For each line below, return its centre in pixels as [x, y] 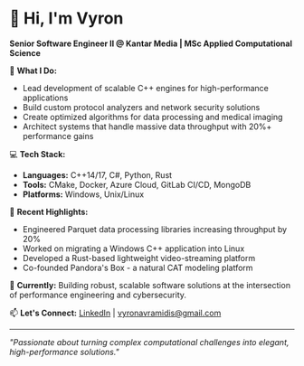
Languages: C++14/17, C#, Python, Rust [97, 174]
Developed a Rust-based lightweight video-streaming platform [139, 258]
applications [45, 98]
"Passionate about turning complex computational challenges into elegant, [149, 342]
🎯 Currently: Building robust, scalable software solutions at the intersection [150, 285]
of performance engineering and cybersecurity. [98, 295]
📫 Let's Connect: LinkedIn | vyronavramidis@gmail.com [115, 313]
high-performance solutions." [64, 352]
